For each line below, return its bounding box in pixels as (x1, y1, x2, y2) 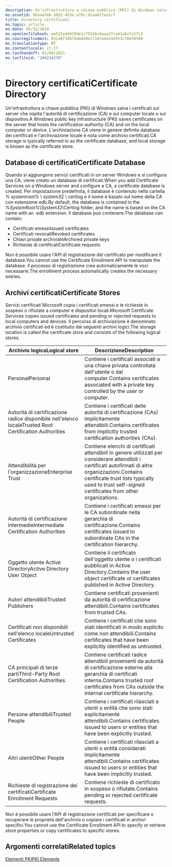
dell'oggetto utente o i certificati (84, 555, 161, 562)
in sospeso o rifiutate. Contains (84, 785, 158, 792)
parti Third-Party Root (8, 670, 60, 677)
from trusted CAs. (84, 608, 127, 616)
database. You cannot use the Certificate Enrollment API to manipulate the (5, 257, 160, 263)
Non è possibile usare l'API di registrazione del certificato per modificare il (5, 252, 162, 258)
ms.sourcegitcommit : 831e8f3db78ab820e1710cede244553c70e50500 (5, 36, 143, 42)
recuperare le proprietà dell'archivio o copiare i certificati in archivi (5, 816, 146, 822)
